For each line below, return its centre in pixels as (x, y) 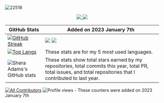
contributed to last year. (72, 78)
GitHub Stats (24, 30)
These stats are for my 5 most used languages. (99, 52)
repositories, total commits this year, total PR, (97, 66)
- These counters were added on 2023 (113, 90)
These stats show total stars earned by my (94, 60)
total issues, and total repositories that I (90, 72)
